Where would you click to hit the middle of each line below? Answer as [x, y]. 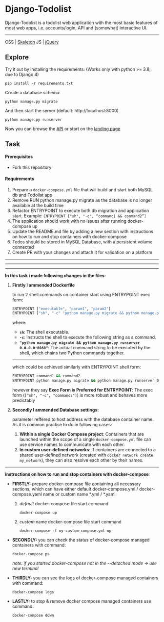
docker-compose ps [31, 554]
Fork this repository [32, 167]
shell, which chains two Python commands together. [72, 353]
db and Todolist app [32, 195]
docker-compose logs [33, 592]
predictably [23, 400]
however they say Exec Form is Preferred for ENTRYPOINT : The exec [82, 390]
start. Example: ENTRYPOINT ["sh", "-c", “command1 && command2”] [79, 216]
